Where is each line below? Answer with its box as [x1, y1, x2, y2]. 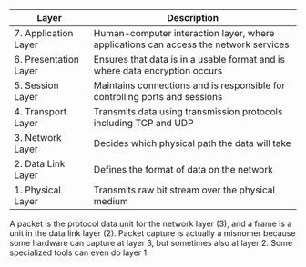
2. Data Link [14, 158, 66, 170]
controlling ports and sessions [93, 91, 223, 103]
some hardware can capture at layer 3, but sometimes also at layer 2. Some [9, 238, 293, 248]
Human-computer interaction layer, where [93, 27, 275, 39]
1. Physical [14, 183, 61, 196]
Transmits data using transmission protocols [93, 105, 283, 117]
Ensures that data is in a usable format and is [93, 54, 285, 65]
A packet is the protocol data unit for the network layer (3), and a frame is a [9, 218, 292, 229]
